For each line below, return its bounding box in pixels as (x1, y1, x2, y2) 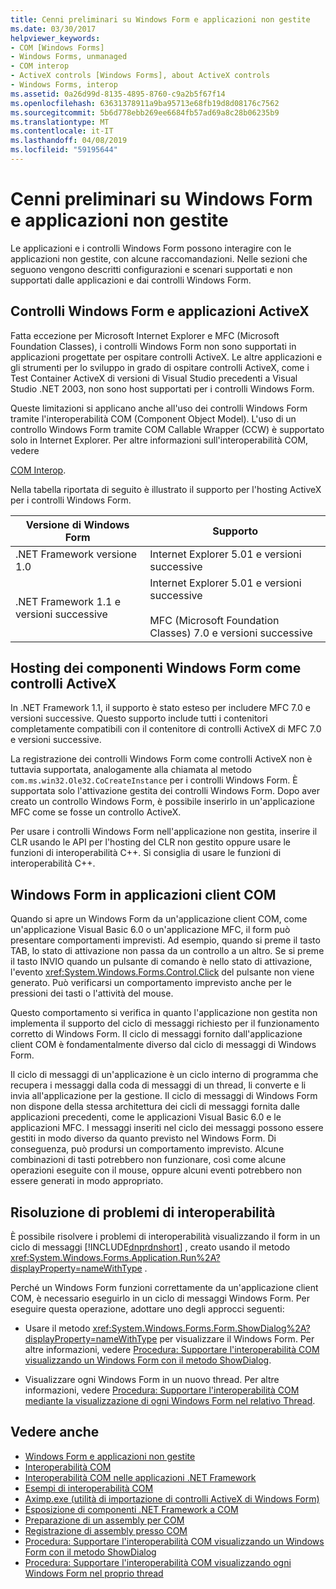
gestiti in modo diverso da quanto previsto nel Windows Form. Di (10, 1132, 277, 1145)
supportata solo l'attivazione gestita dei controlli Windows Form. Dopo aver (10, 785, 320, 797)
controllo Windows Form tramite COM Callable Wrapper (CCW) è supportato (10, 423, 325, 435)
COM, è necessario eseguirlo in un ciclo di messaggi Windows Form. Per (10, 1292, 310, 1305)
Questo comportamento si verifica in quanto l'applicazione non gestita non (10, 1007, 318, 1019)
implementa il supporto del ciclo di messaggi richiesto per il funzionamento (10, 1017, 320, 1030)
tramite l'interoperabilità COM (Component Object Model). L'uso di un (10, 412, 297, 425)
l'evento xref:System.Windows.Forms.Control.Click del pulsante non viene (10, 966, 315, 978)
